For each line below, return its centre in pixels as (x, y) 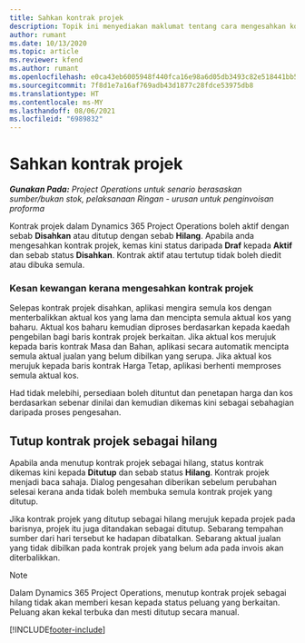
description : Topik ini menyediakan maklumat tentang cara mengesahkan (148, 26)
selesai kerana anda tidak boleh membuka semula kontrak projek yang (141, 492)
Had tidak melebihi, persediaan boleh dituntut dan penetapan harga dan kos (151, 393)
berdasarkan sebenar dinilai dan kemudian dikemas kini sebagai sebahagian (152, 403)
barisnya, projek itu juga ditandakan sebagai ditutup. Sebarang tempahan (147, 529)
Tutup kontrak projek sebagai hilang (113, 441)
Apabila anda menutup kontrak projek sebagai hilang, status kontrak (137, 463)
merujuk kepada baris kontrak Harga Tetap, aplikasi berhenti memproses (145, 366)
